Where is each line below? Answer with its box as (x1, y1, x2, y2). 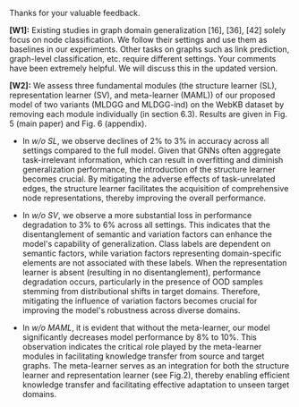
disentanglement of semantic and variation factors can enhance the (21, 229, 273, 240)
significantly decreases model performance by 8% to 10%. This (21, 332, 257, 343)
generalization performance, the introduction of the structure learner (21, 165, 276, 174)
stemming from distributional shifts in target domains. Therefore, (21, 286, 261, 296)
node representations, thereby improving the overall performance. (21, 192, 267, 203)
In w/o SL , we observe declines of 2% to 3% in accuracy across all (21, 136, 269, 146)
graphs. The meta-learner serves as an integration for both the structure (21, 360, 289, 370)
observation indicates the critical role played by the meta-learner (21, 342, 262, 352)
